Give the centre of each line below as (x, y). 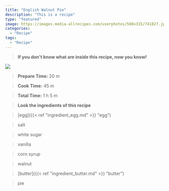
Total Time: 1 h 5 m (37, 95)
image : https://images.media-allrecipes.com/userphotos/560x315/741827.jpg (86, 24)
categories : (18, 29)
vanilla (24, 144)
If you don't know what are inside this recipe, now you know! (82, 57)
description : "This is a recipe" (40, 15)
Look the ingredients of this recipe (54, 105)
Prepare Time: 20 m (39, 76)
